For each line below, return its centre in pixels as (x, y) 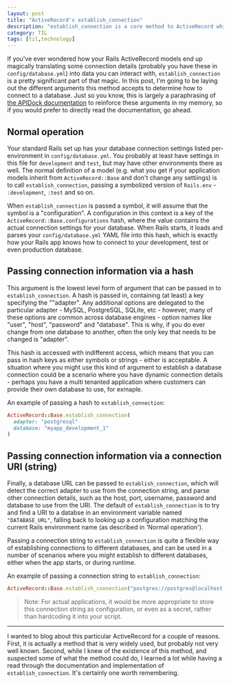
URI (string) (32, 466)
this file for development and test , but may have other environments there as (115, 163)
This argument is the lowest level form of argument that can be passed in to (114, 288)
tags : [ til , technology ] (41, 39)
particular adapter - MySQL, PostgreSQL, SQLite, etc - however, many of (110, 310)
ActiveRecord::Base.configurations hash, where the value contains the (108, 220)
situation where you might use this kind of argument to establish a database (114, 367)
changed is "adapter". (38, 339)
